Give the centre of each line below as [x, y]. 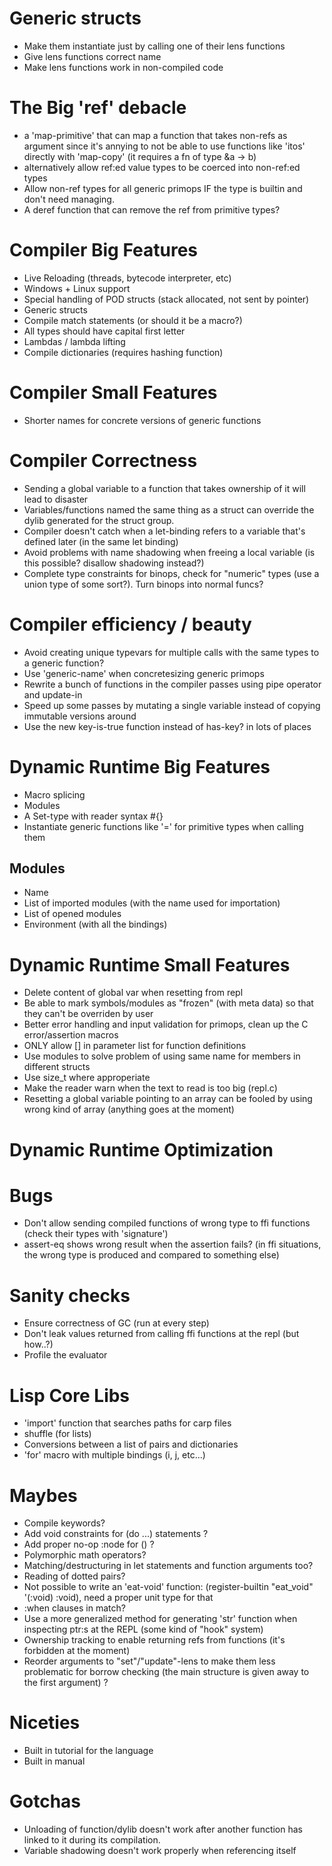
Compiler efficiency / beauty [130, 624]
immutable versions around [80, 716]
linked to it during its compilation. [92, 1840]
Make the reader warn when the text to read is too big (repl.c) [150, 1088]
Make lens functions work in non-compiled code [123, 67]
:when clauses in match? [74, 1608]
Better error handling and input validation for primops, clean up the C [166, 1024]
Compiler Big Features [104, 250]
